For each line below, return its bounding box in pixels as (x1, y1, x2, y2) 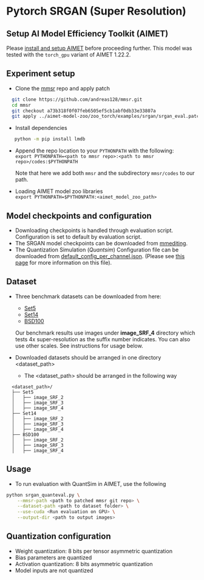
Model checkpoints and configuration (6, 211, 152, 221)
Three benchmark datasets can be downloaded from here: (15, 293, 162, 300)
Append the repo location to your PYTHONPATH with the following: (15, 147, 174, 154)
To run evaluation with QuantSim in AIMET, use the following (15, 480, 166, 487)
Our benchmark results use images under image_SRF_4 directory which (15, 329, 195, 336)
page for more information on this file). (15, 259, 112, 266)
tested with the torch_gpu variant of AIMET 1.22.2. (6, 51, 131, 58)
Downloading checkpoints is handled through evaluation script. (15, 227, 173, 234)
